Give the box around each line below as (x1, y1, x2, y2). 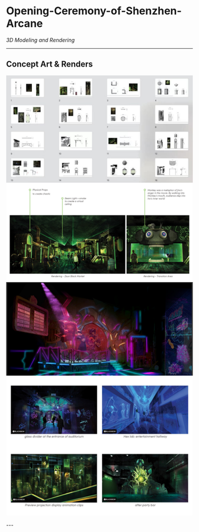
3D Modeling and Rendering (6, 36, 75, 43)
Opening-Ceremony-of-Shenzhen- (6, 4, 182, 18)
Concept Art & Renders (6, 59, 93, 69)
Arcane (6, 17, 43, 30)
